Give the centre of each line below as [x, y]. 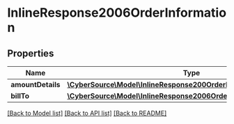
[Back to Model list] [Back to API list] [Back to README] [87, 113]
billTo [20, 96]
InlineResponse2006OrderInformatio [117, 13]
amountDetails [36, 85]
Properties [31, 53]
